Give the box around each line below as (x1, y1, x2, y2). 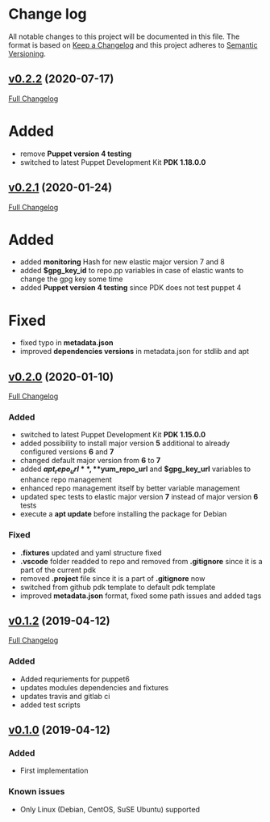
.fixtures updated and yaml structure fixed (19, 547, 163, 558)
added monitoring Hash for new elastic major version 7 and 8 (19, 257, 226, 267)
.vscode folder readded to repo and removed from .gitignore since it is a (19, 556, 264, 566)
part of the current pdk (19, 565, 97, 575)
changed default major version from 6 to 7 (19, 456, 161, 466)
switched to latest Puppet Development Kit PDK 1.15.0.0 (19, 430, 206, 440)
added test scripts (19, 700, 81, 710)
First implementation (19, 765, 89, 776)
